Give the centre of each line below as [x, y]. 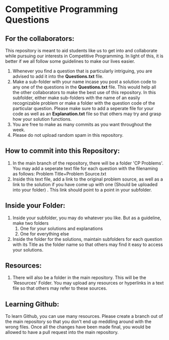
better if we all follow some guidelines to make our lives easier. [70, 61]
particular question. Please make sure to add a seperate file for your [83, 108]
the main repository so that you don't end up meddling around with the [78, 322]
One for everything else [45, 234]
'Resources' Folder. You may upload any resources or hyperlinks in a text [88, 283]
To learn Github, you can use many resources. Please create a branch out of [84, 316]
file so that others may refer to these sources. [60, 288]
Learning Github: [32, 304]
